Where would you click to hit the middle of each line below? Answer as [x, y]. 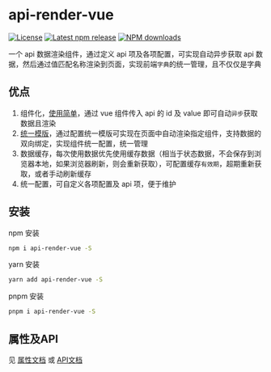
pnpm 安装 [26, 296]
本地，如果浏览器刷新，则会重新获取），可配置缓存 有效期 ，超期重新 [144, 163]
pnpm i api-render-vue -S [52, 312]
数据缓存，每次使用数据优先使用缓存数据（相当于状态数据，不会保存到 [137, 153]
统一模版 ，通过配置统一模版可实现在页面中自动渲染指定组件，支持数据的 [140, 133]
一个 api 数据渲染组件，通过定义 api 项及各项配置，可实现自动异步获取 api [131, 53]
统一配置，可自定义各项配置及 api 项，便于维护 [98, 184]
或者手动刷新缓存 [63, 173]
